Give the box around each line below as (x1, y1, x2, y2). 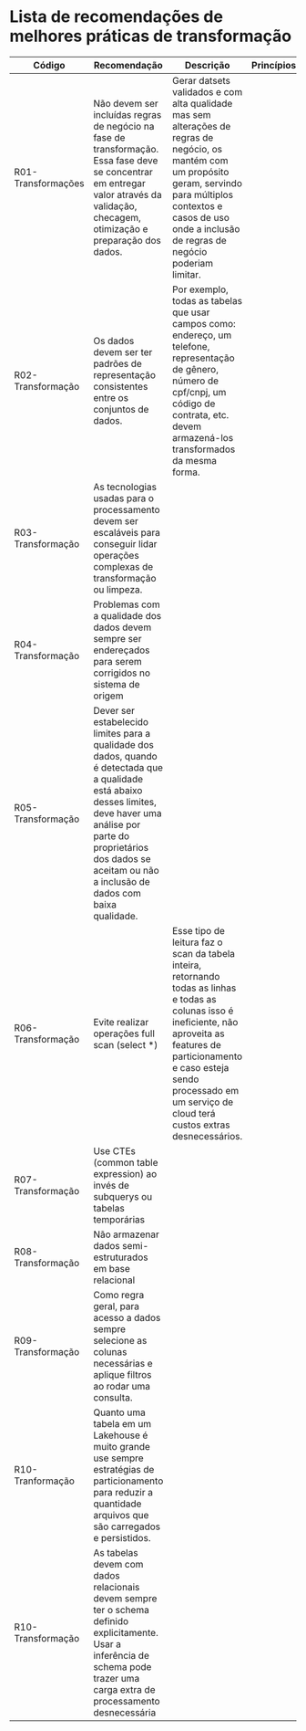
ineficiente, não (171, 1015, 239, 1028)
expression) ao (93, 1167, 158, 1180)
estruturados (93, 1251, 148, 1264)
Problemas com (93, 598, 161, 611)
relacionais (93, 1580, 140, 1593)
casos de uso (171, 211, 229, 224)
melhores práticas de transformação (9, 26, 292, 47)
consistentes (93, 380, 148, 393)
